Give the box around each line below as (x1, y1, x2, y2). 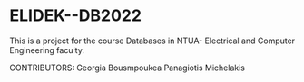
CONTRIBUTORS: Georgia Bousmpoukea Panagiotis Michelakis (9, 62, 245, 73)
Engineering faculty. (9, 44, 84, 55)
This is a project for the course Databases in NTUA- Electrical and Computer (9, 35, 296, 46)
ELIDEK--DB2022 (9, 5, 142, 26)
